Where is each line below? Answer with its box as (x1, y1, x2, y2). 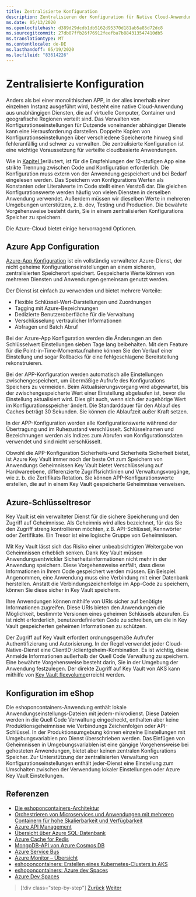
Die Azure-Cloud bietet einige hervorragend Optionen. (6, 225, 137, 232)
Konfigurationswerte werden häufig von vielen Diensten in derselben (6, 188, 171, 196)
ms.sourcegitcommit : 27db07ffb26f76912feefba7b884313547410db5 (6, 30, 163, 36)
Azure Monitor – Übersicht (14, 854, 78, 861)
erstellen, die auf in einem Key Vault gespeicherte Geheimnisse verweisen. (6, 481, 185, 488)
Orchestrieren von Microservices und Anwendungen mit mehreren (14, 810, 174, 817)
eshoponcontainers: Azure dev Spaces (14, 867, 108, 874)
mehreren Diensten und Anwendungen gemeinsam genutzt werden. (6, 276, 169, 283)
